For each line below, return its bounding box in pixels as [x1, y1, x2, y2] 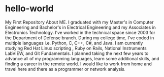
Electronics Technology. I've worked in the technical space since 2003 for [5, 29, 156, 35]
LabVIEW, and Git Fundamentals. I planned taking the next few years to [5, 50, 149, 56]
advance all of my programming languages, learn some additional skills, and [5, 55, 160, 61]
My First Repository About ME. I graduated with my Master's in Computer [5, 19, 154, 25]
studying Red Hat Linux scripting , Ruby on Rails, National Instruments [5, 45, 147, 51]
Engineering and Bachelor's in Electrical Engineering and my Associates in [5, 24, 156, 30]
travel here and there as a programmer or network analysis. [5, 66, 126, 72]
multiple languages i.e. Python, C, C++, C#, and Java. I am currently [5, 40, 143, 46]
